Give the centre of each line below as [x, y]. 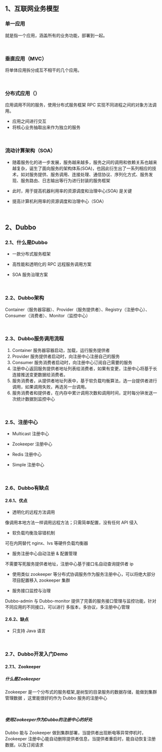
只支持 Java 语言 [29, 631]
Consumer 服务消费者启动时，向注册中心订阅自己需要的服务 [72, 362]
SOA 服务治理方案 [30, 275]
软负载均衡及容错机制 [33, 533]
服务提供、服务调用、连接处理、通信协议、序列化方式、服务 [89, 174]
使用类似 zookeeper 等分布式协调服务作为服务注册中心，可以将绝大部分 [84, 574]
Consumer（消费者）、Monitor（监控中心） [48, 315]
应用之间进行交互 [29, 121]
